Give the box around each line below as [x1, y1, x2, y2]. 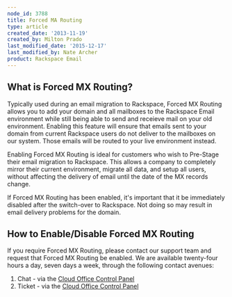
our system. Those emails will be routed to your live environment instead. [7, 136, 217, 145]
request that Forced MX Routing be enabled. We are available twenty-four [7, 254, 219, 262]
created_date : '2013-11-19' [7, 29, 89, 37]
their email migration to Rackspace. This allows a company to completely [7, 157, 216, 166]
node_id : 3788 [7, 10, 49, 17]
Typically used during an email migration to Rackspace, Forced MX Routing [7, 99, 222, 108]
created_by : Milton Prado [7, 36, 82, 43]
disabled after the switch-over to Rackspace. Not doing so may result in [7, 200, 213, 209]
